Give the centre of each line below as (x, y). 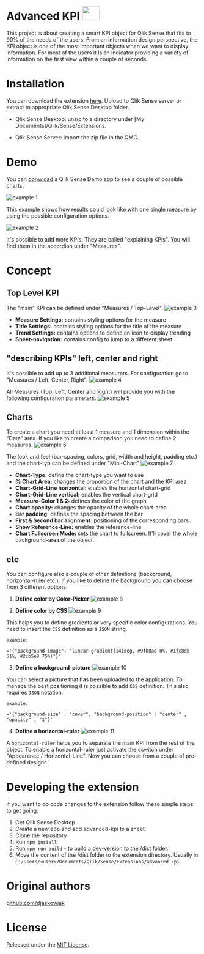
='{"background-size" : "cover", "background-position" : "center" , (97, 715)
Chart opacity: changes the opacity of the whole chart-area (91, 508)
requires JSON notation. (35, 693)
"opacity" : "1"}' (30, 720)
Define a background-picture (53, 668)
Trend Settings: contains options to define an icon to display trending (103, 333)
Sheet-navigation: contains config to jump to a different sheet (94, 339)
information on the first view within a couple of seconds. (77, 59)
